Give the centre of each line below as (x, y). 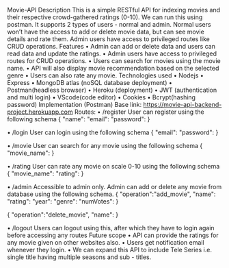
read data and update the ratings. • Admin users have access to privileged (112, 53)
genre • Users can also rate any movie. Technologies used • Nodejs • (105, 75)
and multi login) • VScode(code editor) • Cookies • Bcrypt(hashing (102, 97)
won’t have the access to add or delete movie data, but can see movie (106, 32)
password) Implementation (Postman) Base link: (75, 105)
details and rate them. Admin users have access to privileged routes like (108, 39)
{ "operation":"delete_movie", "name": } (63, 215)
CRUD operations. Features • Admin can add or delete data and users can (111, 46)
